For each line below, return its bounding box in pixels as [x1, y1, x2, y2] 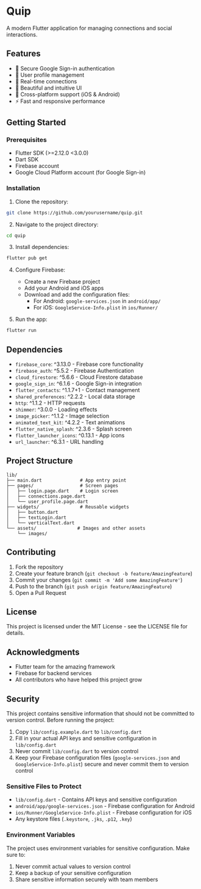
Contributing [6, 547, 56, 558]
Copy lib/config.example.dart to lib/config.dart [15, 728, 142, 736]
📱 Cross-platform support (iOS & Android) [15, 90, 121, 98]
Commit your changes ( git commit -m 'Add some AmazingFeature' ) [15, 576, 183, 583]
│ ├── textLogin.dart [6, 515, 67, 521]
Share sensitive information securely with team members [15, 876, 158, 883]
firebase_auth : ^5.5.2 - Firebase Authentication [15, 367, 134, 374]
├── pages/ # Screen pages [6, 482, 119, 488]
